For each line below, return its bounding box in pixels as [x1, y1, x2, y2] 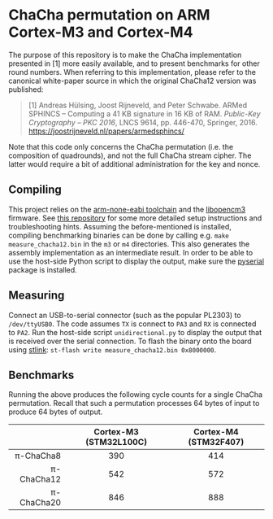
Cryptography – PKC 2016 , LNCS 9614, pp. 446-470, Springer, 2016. [28, 117, 258, 127]
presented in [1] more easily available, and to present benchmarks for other [8, 59, 260, 68]
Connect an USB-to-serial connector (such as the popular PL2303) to [8, 310, 241, 320]
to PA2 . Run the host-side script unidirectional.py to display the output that [8, 327, 262, 337]
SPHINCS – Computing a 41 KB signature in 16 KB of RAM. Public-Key [28, 108, 261, 119]
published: [8, 84, 44, 94]
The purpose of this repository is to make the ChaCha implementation [8, 50, 242, 59]
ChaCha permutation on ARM [8, 6, 210, 24]
